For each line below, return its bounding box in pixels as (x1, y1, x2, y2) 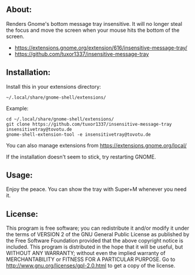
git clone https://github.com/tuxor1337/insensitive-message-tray (6, 121, 172, 127)
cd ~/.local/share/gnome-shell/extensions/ (6, 116, 115, 122)
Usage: (6, 170, 33, 180)
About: (6, 5, 32, 15)
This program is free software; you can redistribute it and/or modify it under (6, 224, 190, 232)
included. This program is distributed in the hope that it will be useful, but (6, 243, 183, 250)
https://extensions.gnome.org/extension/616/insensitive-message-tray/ (14, 44, 188, 51)
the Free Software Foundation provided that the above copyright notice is (6, 237, 184, 244)
